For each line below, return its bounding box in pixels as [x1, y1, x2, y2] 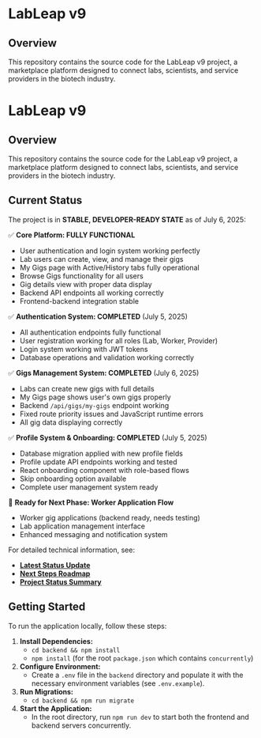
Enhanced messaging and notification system [19, 529, 168, 539]
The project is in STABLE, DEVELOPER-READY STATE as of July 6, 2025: [8, 214, 246, 224]
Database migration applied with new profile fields [19, 448, 184, 458]
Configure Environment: [19, 661, 101, 671]
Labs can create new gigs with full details [19, 384, 155, 393]
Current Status [8, 194, 83, 207]
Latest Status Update [19, 560, 91, 570]
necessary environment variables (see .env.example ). [31, 678, 205, 688]
